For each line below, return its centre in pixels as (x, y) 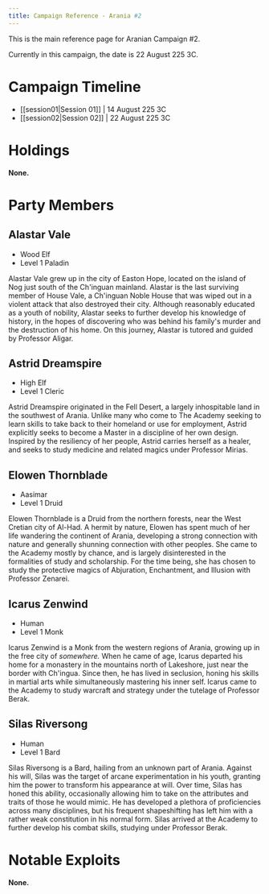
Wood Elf (35, 254)
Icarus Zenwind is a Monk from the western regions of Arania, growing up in (134, 647)
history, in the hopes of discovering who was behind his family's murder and (134, 321)
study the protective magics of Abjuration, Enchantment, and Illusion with (129, 570)
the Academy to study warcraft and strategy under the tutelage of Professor (134, 690)
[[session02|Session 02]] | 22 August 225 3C (95, 118)
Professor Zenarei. (39, 579)
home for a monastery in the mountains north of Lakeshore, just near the (128, 664)
